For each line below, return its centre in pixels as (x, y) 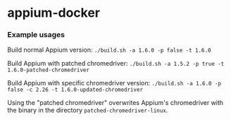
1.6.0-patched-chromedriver (49, 70)
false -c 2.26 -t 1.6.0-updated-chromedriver (75, 90)
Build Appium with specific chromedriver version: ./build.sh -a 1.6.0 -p (114, 83)
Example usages (36, 35)
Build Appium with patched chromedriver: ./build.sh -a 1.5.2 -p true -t (116, 64)
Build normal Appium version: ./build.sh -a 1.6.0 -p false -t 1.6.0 (109, 50)
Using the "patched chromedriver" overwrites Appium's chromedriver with (115, 103)
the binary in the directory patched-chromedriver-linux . (88, 111)
